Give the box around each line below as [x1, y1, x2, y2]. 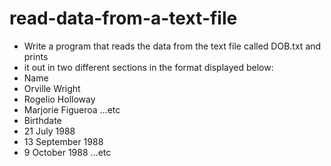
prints [23, 50, 49, 62]
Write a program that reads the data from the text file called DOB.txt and [23, 40, 322, 52]
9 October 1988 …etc [23, 146, 112, 158]
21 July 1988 [23, 125, 76, 137]
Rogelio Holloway [23, 93, 96, 105]
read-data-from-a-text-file [9, 7, 238, 30]
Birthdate [23, 114, 62, 126]
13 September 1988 [23, 135, 104, 147]
